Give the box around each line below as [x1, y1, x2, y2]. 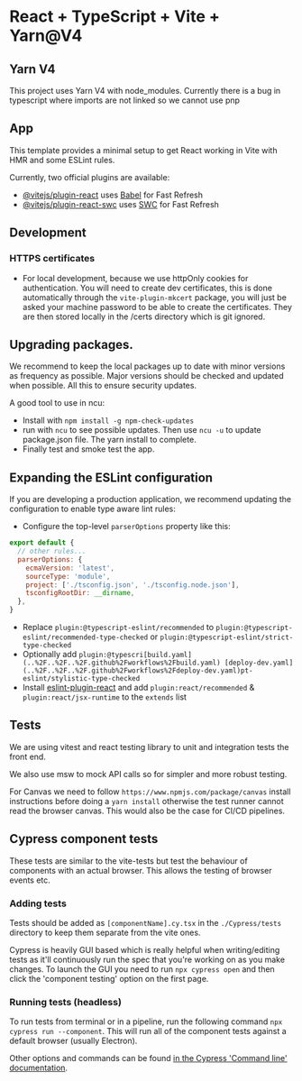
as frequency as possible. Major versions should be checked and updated [9, 371, 284, 381]
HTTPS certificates [9, 252, 96, 265]
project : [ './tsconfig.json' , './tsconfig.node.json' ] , [25, 580, 241, 590]
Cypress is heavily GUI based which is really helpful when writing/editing [9, 944, 280, 955]
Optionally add [22, 649, 78, 659]
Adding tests [9, 897, 68, 910]
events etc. [9, 875, 51, 885]
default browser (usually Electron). [9, 1035, 138, 1047]
